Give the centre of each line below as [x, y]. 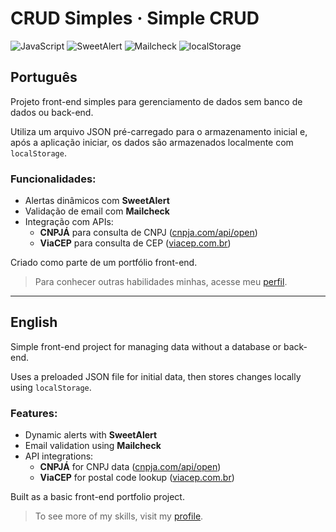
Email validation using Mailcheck [93, 446]
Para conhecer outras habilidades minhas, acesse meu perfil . [161, 282]
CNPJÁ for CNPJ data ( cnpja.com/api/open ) [130, 467]
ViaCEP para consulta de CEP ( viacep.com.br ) [135, 243]
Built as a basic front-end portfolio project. [97, 497]
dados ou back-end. [52, 112]
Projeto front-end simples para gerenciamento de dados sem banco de [156, 101]
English [34, 322]
